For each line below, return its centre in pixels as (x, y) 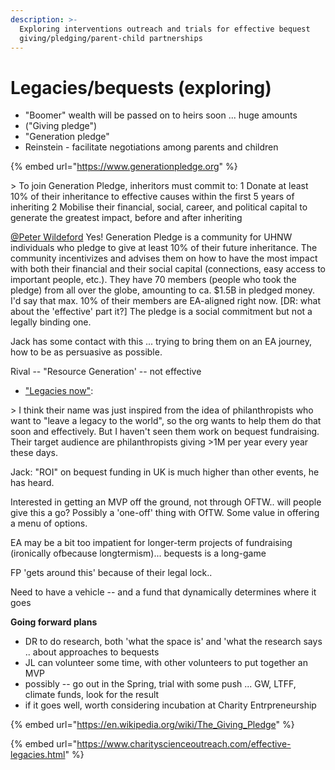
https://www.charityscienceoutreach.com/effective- (184, 744)
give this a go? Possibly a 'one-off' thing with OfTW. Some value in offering (165, 513)
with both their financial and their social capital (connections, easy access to (168, 269)
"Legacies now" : (59, 391)
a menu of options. (49, 523)
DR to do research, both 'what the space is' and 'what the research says (173, 642)
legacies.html (38, 755)
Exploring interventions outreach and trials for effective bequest (165, 29)
